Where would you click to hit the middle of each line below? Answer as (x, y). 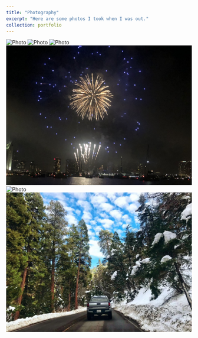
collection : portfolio (34, 25)
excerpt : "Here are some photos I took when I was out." (77, 19)
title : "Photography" (33, 12)
